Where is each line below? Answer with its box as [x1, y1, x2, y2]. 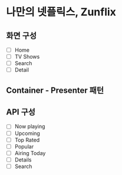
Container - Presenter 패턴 [6, 85, 104, 95]
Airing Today [14, 149, 46, 156]
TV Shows [14, 53, 40, 60]
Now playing [14, 123, 45, 130]
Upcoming [14, 130, 40, 137]
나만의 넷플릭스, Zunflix [6, 5, 117, 19]
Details [14, 156, 32, 163]
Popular [14, 143, 34, 150]
